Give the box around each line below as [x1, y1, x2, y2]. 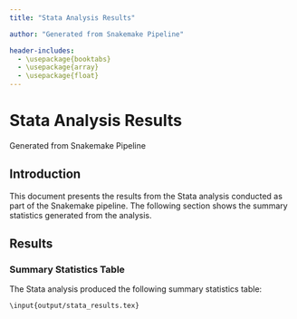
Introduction [9, 167, 81, 182]
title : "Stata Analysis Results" [9, 13, 136, 23]
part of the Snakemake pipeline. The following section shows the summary [9, 200, 288, 211]
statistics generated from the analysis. [9, 209, 152, 220]
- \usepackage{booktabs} [17, 54, 111, 63]
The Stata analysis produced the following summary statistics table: [9, 284, 263, 295]
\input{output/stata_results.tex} [9, 301, 140, 311]
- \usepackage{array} [17, 63, 100, 72]
